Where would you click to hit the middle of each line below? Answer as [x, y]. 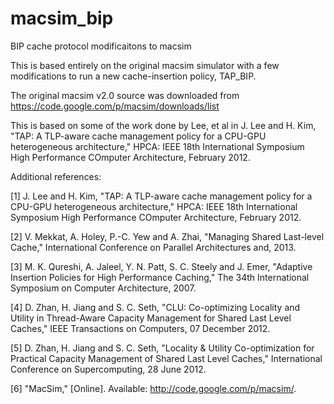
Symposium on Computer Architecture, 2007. [103, 288]
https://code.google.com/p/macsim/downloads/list [115, 106]
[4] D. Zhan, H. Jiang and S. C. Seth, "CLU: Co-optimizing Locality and [155, 307]
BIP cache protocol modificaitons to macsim [101, 46]
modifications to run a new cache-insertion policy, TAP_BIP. [133, 76]
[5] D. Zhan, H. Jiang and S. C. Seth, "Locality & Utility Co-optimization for [162, 348]
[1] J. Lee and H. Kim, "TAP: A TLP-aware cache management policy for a [161, 196]
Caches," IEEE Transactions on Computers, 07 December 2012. [140, 328]
